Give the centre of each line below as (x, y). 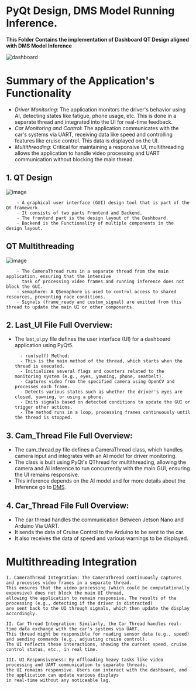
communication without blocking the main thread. (74, 159)
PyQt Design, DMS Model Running (90, 11)
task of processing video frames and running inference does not (103, 281)
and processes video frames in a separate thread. (69, 583)
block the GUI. (25, 286)
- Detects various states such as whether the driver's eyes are (101, 392)
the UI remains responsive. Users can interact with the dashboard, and (97, 670)
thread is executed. (39, 366)
